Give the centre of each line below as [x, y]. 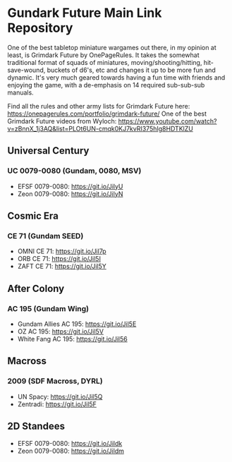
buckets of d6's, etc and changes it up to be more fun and [132, 70]
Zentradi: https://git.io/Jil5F [57, 404]
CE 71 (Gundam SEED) [45, 236]
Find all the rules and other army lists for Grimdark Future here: [99, 106]
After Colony [36, 288]
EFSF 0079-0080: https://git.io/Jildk [70, 443]
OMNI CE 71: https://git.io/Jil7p [62, 251]
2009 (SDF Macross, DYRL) [55, 381]
